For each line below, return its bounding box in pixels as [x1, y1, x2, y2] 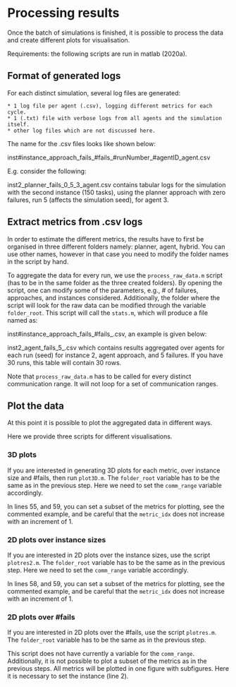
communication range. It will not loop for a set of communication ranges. [7, 379, 218, 388]
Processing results [7, 5, 120, 21]
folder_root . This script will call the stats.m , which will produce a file [7, 309, 209, 317]
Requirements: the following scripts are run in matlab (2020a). [7, 49, 187, 58]
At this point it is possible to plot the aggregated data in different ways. [7, 419, 213, 427]
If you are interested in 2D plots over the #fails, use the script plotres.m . [7, 628, 217, 637]
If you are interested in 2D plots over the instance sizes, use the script [7, 551, 211, 559]
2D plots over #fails [7, 612, 75, 622]
